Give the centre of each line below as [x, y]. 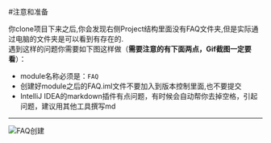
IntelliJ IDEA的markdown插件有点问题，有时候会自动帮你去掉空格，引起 [139, 96]
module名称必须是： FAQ [59, 76]
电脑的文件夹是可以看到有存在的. [69, 39]
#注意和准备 [28, 12]
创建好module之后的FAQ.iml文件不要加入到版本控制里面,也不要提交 [131, 86]
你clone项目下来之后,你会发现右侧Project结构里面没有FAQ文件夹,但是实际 [130, 29]
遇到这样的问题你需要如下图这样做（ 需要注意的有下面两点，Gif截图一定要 [130, 49]
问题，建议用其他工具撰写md [68, 106]
